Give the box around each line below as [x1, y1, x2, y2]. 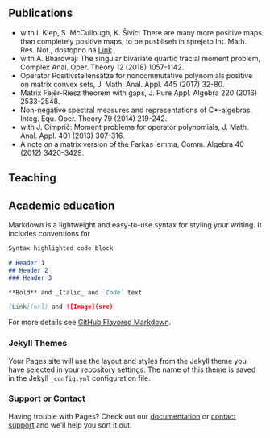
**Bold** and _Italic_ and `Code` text [8, 288, 143, 297]
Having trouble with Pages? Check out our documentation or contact [8, 411, 236, 421]
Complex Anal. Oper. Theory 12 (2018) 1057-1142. [19, 62, 185, 72]
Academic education [8, 198, 115, 212]
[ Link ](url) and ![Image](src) [8, 302, 114, 311]
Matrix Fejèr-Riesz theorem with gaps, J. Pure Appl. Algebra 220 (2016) [19, 88, 258, 98]
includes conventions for [8, 229, 91, 239]
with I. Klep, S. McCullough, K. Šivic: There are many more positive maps [19, 27, 262, 37]
